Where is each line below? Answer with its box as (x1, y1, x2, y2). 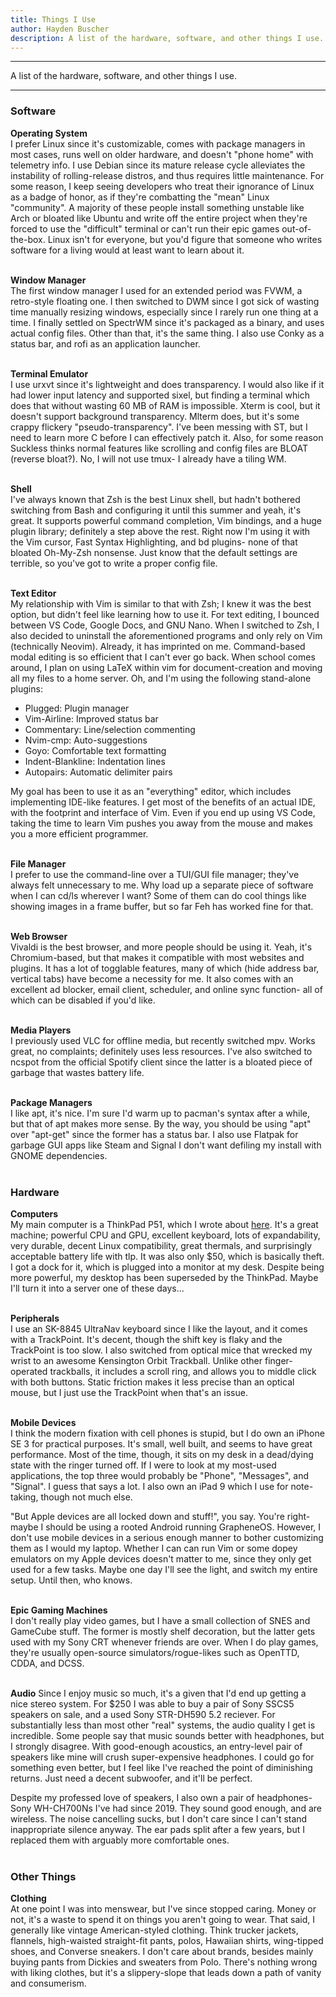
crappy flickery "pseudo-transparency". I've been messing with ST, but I (10, 421, 308, 433)
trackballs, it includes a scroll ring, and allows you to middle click (49, 1365, 317, 1377)
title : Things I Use (10, 14, 97, 25)
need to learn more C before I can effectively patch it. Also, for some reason (10, 431, 324, 443)
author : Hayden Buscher (10, 24, 110, 34)
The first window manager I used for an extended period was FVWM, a (10, 284, 303, 296)
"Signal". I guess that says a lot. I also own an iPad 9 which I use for (10, 1480, 289, 1492)
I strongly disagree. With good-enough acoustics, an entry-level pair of (10, 1740, 303, 1752)
